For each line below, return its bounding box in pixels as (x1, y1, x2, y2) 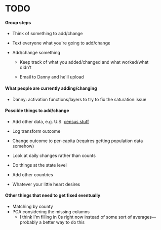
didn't (19, 65, 32, 71)
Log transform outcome (12, 128, 61, 134)
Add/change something (12, 50, 61, 56)
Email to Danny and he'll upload (19, 74, 84, 80)
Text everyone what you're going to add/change (12, 40, 111, 46)
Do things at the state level (12, 162, 67, 168)
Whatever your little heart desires (12, 181, 80, 187)
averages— (133, 214, 157, 220)
